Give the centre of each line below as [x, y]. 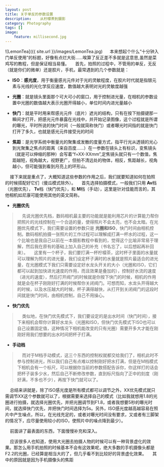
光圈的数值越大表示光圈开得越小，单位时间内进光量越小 [76, 103]
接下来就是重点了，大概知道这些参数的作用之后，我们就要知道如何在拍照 [82, 177]
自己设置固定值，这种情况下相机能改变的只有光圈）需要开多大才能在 [85, 328]
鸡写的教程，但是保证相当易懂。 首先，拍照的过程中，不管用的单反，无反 [81, 64]
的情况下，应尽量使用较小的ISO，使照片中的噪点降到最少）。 [65, 421]
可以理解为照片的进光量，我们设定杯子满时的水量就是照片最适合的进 [85, 258]
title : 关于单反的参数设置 [29, 14]
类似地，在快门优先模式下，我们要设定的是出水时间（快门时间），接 [89, 316]
